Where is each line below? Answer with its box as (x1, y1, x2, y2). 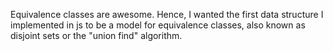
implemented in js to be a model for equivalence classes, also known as (10, 19, 306, 31)
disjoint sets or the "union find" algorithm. (10, 30, 183, 41)
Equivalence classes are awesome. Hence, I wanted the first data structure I (10, 9, 324, 20)
